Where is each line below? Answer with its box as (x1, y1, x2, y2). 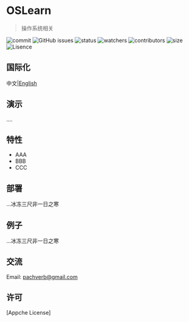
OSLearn (6, 4, 52, 18)
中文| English (6, 80, 38, 87)
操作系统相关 (21, 24, 53, 32)
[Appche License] (6, 309, 51, 316)
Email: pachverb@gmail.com (6, 273, 78, 280)
